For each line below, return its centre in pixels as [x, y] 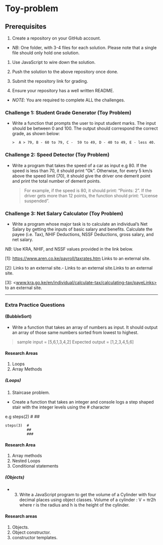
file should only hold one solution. [46, 53]
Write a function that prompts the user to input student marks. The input [84, 123]
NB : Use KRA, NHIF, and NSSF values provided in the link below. [69, 249]
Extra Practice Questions [35, 305]
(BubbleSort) [18, 316]
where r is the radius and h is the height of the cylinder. [74, 505]
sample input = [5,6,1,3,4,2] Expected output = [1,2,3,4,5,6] [75, 342]
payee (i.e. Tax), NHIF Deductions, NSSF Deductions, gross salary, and [83, 234]
